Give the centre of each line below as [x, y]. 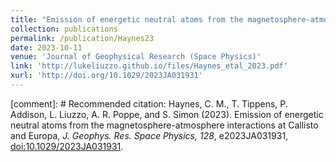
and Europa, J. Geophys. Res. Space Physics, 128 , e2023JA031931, [149, 135]
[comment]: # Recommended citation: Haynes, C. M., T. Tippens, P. [149, 103]
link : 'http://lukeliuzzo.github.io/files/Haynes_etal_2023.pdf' [149, 66]
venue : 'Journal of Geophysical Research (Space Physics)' [136, 57]
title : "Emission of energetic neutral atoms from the [127, 19]
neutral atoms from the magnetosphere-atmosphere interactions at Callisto [164, 125]
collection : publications [64, 29]
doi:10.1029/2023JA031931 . [67, 146]
